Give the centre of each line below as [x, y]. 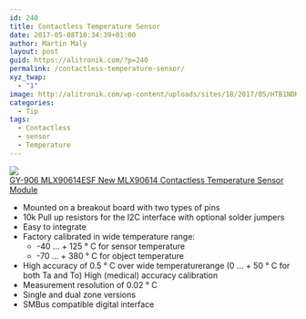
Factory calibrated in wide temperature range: [109, 236]
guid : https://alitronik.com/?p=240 [79, 60]
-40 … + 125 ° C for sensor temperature [111, 246]
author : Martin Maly [49, 43]
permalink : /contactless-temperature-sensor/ [97, 69]
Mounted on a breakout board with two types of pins [121, 207]
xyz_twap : [28, 77]
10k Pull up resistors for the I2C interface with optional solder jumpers [153, 217]
